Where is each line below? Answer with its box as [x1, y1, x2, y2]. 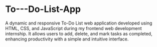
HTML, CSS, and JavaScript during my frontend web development [5, 25, 142, 31]
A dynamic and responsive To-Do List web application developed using [5, 20, 152, 26]
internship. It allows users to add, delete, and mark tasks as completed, [5, 30, 152, 36]
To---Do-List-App [5, 3, 81, 15]
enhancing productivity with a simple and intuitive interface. [5, 36, 129, 42]
